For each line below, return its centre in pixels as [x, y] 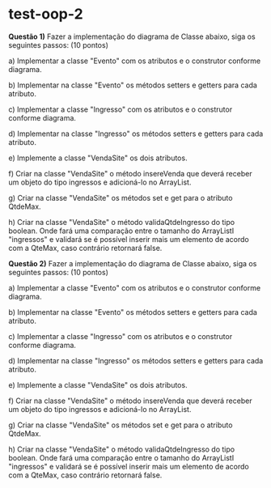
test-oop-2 [46, 14]
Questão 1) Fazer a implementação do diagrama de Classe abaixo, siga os [132, 36]
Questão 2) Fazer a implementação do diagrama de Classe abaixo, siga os [133, 263]
